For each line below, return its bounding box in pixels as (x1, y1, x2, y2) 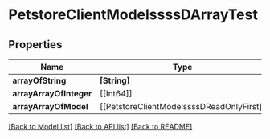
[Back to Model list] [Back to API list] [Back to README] (8, 122, 193, 131)
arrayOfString (12, 75, 67, 86)
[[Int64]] (99, 88, 133, 99)
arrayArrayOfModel (12, 101, 88, 112)
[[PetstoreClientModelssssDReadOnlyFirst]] (99, 101, 266, 112)
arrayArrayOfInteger (12, 88, 92, 99)
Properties (8, 38, 63, 51)
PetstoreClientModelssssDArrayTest (8, 6, 259, 24)
